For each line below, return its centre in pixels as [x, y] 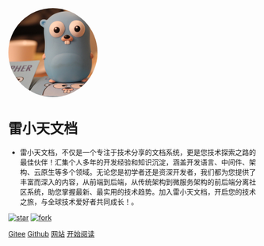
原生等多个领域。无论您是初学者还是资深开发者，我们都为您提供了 [148, 172]
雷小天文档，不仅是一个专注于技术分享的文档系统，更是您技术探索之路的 [138, 152]
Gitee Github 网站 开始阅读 [52, 233]
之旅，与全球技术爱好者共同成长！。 [79, 202]
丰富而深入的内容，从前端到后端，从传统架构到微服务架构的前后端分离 [134, 182]
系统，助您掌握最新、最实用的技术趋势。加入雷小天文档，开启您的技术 [141, 191]
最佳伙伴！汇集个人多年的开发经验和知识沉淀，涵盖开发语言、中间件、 [134, 162]
